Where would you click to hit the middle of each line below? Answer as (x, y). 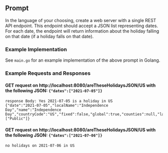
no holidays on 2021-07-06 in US (40, 146)
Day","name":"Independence (33, 110)
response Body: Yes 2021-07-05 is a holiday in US (59, 101)
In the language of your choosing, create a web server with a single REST (81, 20)
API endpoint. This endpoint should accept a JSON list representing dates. (82, 26)
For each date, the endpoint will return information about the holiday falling (82, 31)
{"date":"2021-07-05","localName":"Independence (57, 106)
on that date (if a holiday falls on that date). (49, 36)
